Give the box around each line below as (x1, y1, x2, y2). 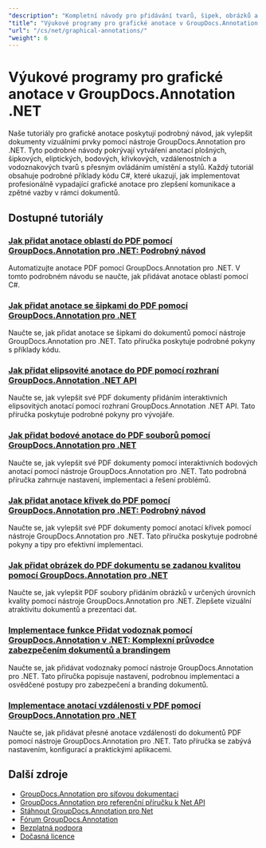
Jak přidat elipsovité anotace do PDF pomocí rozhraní (8, 365, 220, 376)
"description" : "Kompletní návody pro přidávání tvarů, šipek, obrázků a (8, 11, 259, 20)
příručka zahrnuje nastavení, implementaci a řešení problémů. (8, 475, 211, 484)
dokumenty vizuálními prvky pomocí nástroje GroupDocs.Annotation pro (8, 137, 245, 147)
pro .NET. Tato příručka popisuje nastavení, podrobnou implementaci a (8, 671, 241, 680)
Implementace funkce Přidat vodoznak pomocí (8, 625, 193, 636)
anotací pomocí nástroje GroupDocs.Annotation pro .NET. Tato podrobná (8, 466, 247, 475)
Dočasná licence (19, 831, 76, 841)
